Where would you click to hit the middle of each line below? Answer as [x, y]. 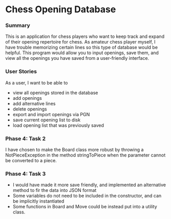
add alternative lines [34, 103]
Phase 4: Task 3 [26, 174]
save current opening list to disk [47, 120]
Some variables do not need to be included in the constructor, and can [87, 196]
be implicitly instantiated [38, 201]
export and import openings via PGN [51, 114]
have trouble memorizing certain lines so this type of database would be [81, 48]
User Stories [21, 72]
